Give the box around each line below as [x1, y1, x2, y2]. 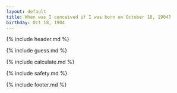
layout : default [6, 8, 46, 15]
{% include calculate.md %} [6, 58, 75, 65]
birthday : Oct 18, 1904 [6, 19, 65, 25]
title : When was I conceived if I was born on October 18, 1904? [6, 14, 171, 20]
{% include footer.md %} [6, 81, 67, 88]
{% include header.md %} [6, 36, 69, 43]
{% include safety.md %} [6, 70, 68, 77]
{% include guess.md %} [6, 47, 67, 54]
